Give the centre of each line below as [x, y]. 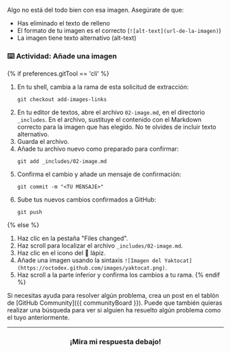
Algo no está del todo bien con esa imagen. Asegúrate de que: [96, 10]
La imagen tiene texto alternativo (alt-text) [77, 38]
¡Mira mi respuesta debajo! [115, 342]
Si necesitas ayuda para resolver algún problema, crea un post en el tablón [113, 296]
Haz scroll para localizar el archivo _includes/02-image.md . [100, 246]
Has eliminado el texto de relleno [63, 23]
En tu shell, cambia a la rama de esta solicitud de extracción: [103, 87]
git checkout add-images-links [62, 100]
